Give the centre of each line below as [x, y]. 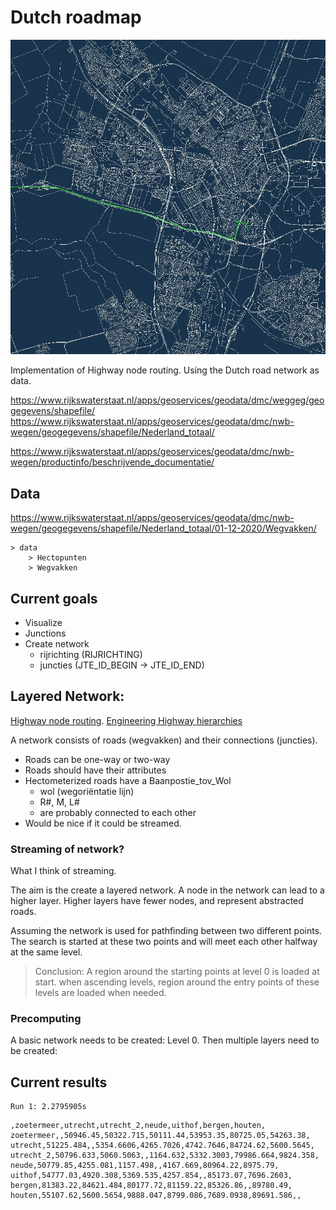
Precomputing [46, 1018]
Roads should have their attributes [95, 770]
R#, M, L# [59, 802]
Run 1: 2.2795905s [48, 1107]
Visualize [43, 622]
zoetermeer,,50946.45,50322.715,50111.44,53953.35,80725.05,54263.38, [160, 1136]
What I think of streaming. [63, 871]
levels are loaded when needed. [100, 993]
